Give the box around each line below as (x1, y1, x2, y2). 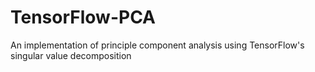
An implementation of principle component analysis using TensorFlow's (10, 39, 305, 51)
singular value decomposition (10, 49, 132, 61)
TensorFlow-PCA (10, 6, 157, 29)
